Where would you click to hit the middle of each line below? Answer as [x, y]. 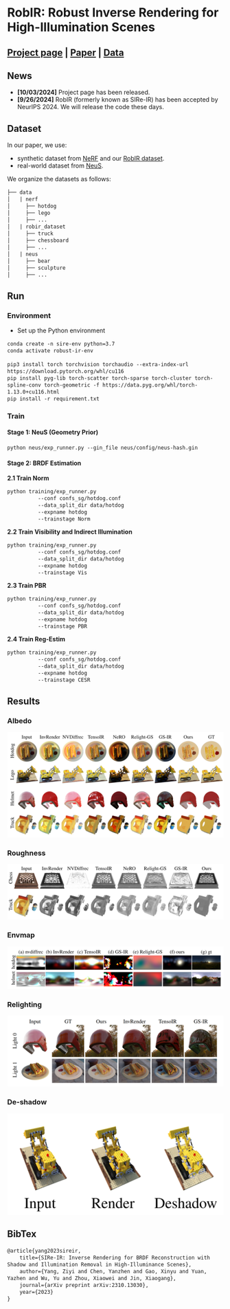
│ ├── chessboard [38, 241]
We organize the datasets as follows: [59, 179]
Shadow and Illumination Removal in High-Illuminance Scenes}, [100, 1264]
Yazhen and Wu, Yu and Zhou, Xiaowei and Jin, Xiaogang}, [92, 1278]
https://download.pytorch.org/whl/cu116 [66, 371]
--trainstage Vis [62, 573]
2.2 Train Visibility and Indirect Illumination [70, 532]
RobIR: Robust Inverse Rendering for [113, 13]
